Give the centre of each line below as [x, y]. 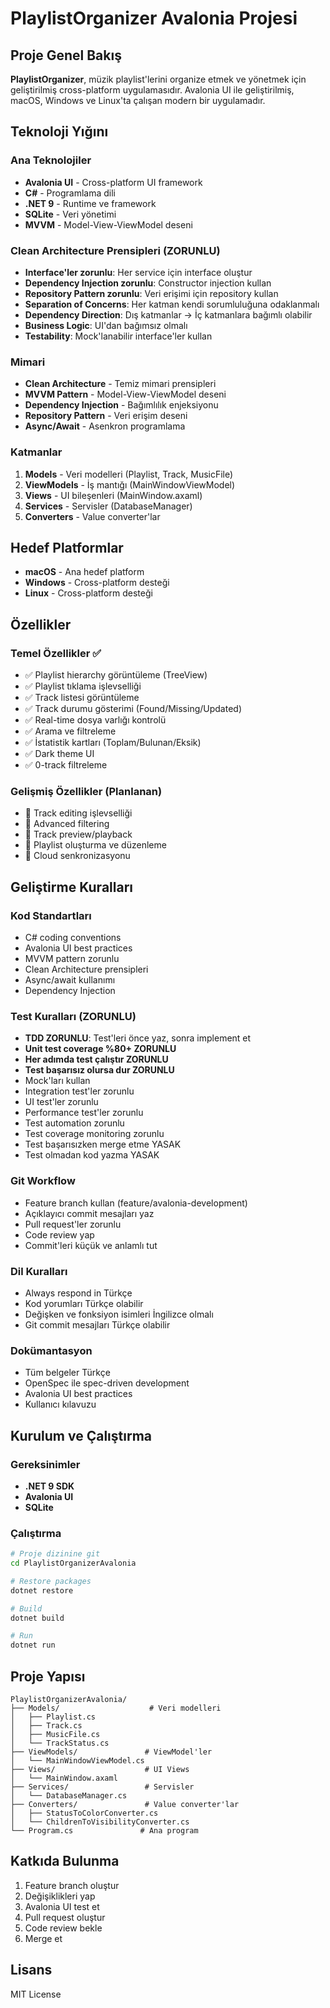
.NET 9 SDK [49, 1486]
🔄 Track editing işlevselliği [78, 813]
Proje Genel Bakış [66, 55]
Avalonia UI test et [62, 1906]
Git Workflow [43, 1181]
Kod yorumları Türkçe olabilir [84, 1303]
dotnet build [37, 1618]
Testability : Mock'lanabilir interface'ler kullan [118, 336]
